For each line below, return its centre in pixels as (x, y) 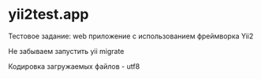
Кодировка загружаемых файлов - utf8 (74, 66)
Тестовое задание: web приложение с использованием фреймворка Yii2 (131, 36)
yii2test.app (48, 14)
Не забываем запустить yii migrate (66, 51)
